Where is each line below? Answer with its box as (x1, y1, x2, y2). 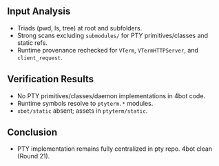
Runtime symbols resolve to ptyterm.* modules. (17, 99, 154, 107)
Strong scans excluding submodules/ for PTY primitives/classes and (17, 31, 209, 39)
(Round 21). (17, 152, 50, 160)
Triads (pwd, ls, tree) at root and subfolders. (17, 24, 143, 32)
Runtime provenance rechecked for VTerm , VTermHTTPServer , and (17, 46, 198, 54)
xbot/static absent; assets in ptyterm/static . (17, 107, 148, 115)
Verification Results (7, 73, 94, 85)
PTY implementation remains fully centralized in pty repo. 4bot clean (17, 145, 212, 153)
